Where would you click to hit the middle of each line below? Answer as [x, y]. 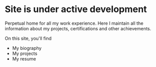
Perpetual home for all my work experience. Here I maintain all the [74, 23]
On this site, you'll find [28, 38]
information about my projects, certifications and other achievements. [78, 28]
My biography [27, 48]
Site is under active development [76, 9]
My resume [24, 58]
